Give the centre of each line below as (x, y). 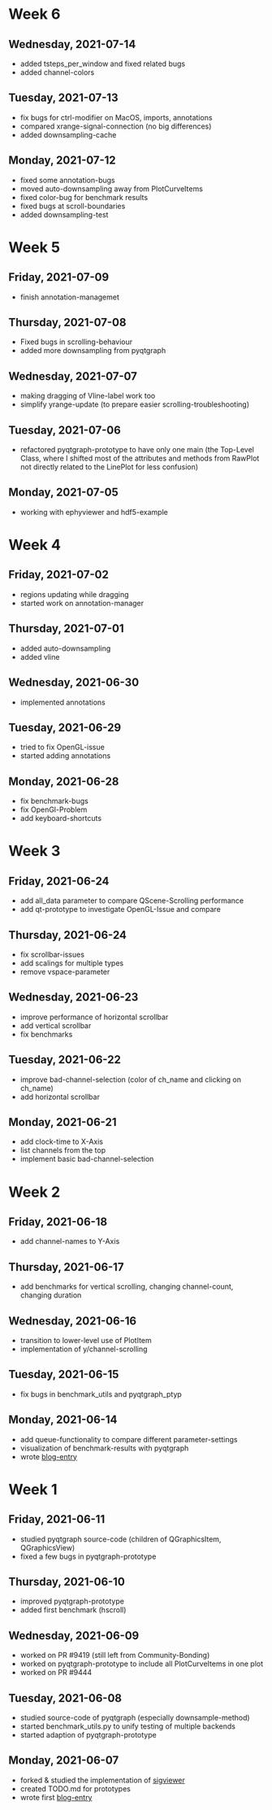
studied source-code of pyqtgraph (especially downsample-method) (135, 1718)
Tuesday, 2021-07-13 (63, 98)
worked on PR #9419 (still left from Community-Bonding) (115, 1655)
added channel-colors (57, 72)
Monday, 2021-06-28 (64, 781)
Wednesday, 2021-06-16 (72, 1321)
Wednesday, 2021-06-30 (74, 683)
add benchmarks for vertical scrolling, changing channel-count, (127, 1287)
